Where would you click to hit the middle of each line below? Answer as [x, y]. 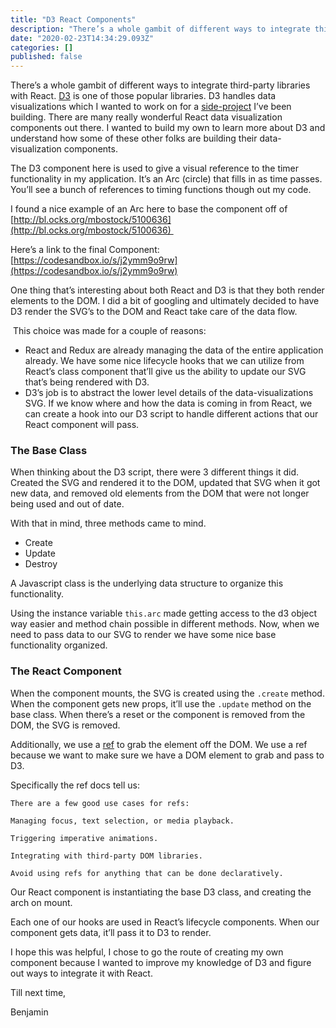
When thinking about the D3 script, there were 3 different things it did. [155, 472]
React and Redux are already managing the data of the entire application [174, 350]
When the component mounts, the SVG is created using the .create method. [167, 693]
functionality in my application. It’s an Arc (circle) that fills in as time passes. [166, 179]
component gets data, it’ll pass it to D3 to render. [111, 932]
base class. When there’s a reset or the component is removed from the [158, 714]
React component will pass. [82, 425]
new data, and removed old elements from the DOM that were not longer [160, 493]
